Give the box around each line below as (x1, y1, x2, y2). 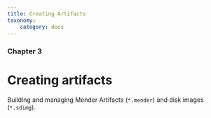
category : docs (20, 23, 64, 30)
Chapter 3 (7, 46, 42, 56)
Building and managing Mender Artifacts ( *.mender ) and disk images (7, 96, 205, 104)
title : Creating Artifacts (7, 10, 86, 18)
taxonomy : (7, 17, 36, 24)
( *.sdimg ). (7, 103, 36, 112)
